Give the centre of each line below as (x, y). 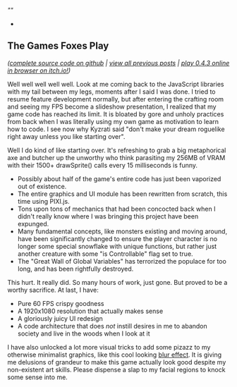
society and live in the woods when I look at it (84, 333)
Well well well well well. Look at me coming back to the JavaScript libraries (116, 84)
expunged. (33, 223)
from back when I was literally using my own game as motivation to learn (113, 121)
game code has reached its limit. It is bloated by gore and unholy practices (116, 114)
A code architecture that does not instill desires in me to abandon (113, 326)
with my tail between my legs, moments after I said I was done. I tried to (112, 92)
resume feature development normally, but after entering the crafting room (116, 99)
